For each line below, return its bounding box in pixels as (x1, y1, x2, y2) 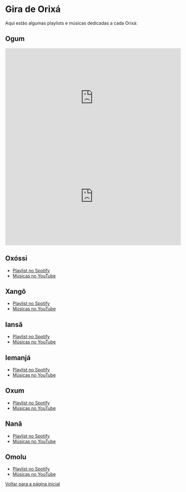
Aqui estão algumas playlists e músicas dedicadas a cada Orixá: (5, 20, 138, 26)
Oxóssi (5, 254, 28, 263)
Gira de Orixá (5, 4, 61, 15)
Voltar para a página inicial (5, 481, 60, 487)
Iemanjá (5, 353, 31, 362)
